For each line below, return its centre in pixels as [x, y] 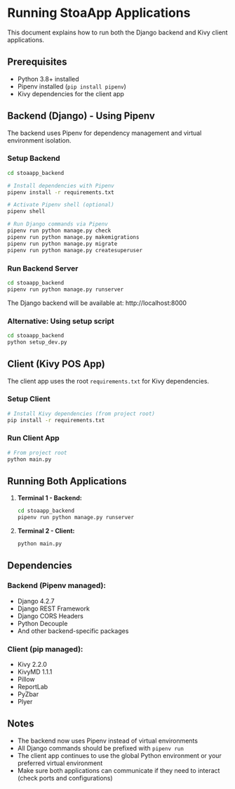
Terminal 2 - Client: [46, 531]
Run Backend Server [43, 268]
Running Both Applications [67, 481]
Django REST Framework [53, 608]
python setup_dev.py [38, 342]
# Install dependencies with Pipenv [61, 185]
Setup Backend [34, 158]
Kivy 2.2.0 [32, 665]
